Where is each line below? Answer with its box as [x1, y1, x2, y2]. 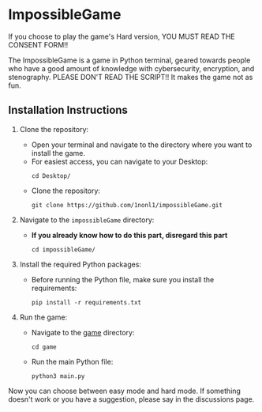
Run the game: [19, 312, 68, 322]
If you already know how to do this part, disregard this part [31, 230, 228, 240]
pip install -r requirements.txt [31, 298, 142, 306]
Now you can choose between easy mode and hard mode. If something [8, 386, 241, 395]
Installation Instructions [8, 104, 129, 117]
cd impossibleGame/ [31, 245, 96, 254]
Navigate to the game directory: [31, 327, 135, 337]
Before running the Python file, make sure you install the [31, 274, 215, 284]
